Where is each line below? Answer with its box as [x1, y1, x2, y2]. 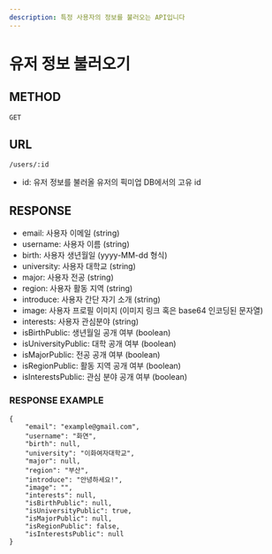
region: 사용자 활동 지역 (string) [21, 283, 133, 294]
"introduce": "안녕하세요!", [25, 475, 124, 484]
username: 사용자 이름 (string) [21, 239, 130, 250]
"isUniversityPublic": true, [25, 506, 132, 515]
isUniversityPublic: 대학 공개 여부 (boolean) [21, 338, 177, 350]
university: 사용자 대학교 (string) [21, 261, 137, 272]
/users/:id [9, 160, 49, 169]
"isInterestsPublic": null [25, 529, 125, 538]
